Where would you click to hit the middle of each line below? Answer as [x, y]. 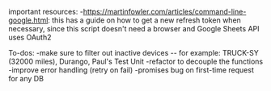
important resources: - [46, 12]
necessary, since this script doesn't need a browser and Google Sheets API [134, 29]
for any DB [26, 79]
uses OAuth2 [30, 37]
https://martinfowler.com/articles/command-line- [165, 12]
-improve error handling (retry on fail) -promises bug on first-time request [131, 70]
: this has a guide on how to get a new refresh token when [144, 20]
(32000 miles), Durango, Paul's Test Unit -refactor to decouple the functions [136, 61]
